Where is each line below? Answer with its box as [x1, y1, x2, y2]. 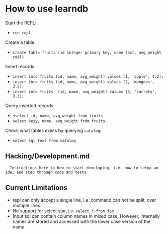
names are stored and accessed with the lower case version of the [12, 218, 151, 224]
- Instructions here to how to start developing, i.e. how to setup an [5, 165, 158, 170]
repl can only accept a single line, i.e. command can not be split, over [12, 197, 156, 203]
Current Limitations [5, 183, 68, 192]
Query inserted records [5, 102, 54, 109]
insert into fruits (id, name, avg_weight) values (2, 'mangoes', [12, 79, 155, 84]
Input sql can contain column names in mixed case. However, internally [12, 213, 160, 219]
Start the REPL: [5, 20, 37, 26]
